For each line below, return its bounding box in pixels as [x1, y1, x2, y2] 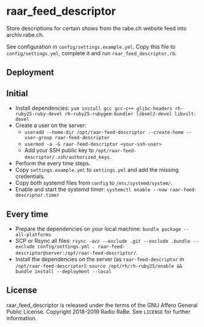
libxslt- [174, 111, 197, 117]
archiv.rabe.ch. [6, 31, 45, 38]
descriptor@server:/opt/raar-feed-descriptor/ [15, 250, 137, 256]
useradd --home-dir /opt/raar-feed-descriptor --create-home [24, 129, 184, 136]
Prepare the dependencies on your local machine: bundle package [15, 225, 181, 233]
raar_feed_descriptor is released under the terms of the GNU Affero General [6, 301, 198, 309]
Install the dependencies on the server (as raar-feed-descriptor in [15, 255, 184, 263]
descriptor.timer [15, 192, 60, 199]
